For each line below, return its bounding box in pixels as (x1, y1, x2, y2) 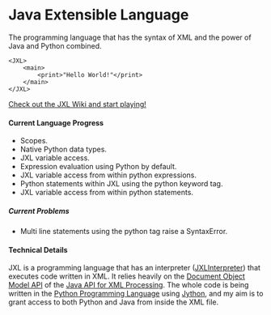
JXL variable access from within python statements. (19, 188, 194, 198)
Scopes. (19, 136, 49, 146)
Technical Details (8, 245, 68, 254)
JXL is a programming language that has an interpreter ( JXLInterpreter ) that (8, 263, 261, 273)
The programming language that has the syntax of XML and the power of (8, 32, 252, 42)
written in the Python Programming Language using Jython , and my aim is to (8, 289, 264, 299)
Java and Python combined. (8, 40, 103, 50)
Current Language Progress (8, 117, 104, 127)
